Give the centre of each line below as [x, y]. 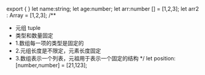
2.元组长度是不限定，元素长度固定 [58, 51]
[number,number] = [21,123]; [51, 65]
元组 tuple [28, 28]
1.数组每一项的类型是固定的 [49, 43]
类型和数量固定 [34, 35]
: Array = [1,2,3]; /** [31, 15]
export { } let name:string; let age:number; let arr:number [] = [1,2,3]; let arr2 [103, 9]
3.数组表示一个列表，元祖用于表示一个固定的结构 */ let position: [95, 58]
